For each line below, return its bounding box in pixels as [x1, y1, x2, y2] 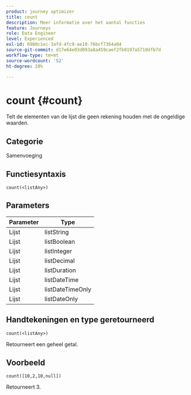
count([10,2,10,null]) [6, 373, 62, 379]
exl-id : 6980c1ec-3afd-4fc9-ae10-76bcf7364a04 [6, 42, 122, 48]
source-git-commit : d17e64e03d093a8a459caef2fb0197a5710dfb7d [6, 47, 161, 53]
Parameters [6, 200, 50, 210]
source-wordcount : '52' [6, 58, 64, 63]
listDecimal [44, 256, 75, 265]
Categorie [6, 136, 43, 146]
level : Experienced [6, 36, 54, 42]
